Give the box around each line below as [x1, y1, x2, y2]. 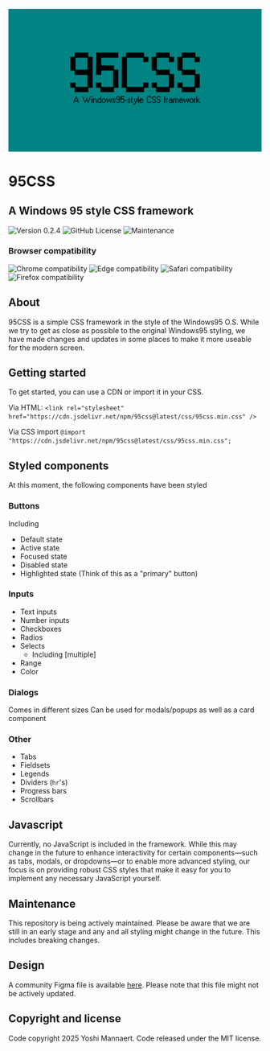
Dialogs [8, 686, 39, 698]
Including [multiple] [31, 649, 96, 659]
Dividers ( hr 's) [19, 777, 68, 787]
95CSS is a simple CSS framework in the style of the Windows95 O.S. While [8, 317, 260, 327]
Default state [19, 534, 63, 544]
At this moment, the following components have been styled [8, 480, 207, 490]
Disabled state [19, 560, 68, 570]
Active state [19, 542, 60, 552]
